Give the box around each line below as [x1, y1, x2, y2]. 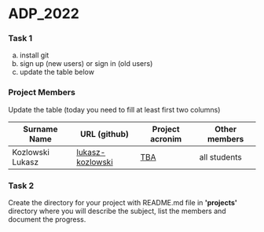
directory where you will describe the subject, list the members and [8, 206, 226, 216]
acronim [150, 133, 182, 144]
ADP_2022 [8, 5, 80, 23]
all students [199, 151, 242, 162]
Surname [23, 123, 58, 134]
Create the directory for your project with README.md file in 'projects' [8, 198, 237, 208]
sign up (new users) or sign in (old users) [19, 59, 153, 68]
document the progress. [8, 215, 86, 224]
